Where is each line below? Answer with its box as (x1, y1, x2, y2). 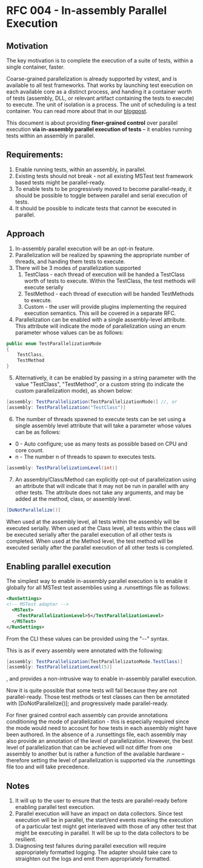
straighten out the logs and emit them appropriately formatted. (15, 855, 171, 863)
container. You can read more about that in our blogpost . (6, 108, 148, 114)
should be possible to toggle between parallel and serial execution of (15, 191, 188, 199)
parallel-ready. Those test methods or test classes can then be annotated (6, 694, 190, 701)
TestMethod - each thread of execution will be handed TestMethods (24, 290, 195, 297)
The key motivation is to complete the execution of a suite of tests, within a (6, 57, 193, 64)
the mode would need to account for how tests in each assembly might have (6, 725, 197, 732)
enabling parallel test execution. (15, 804, 95, 811)
